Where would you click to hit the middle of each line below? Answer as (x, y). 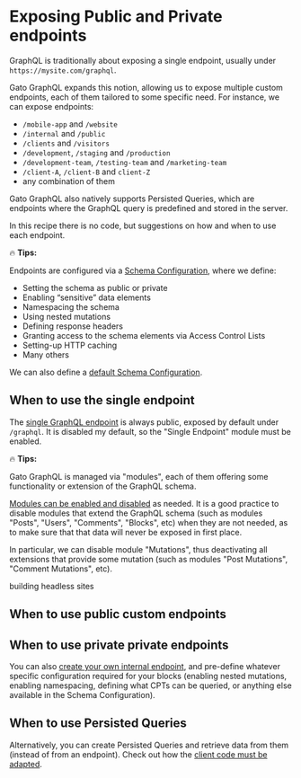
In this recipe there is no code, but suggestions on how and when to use (143, 225)
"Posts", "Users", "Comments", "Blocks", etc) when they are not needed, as (149, 522)
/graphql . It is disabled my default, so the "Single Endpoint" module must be (150, 431)
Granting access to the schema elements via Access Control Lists (144, 335)
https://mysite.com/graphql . (63, 70)
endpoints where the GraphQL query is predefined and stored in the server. (149, 208)
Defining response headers (73, 326)
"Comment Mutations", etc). (61, 569)
